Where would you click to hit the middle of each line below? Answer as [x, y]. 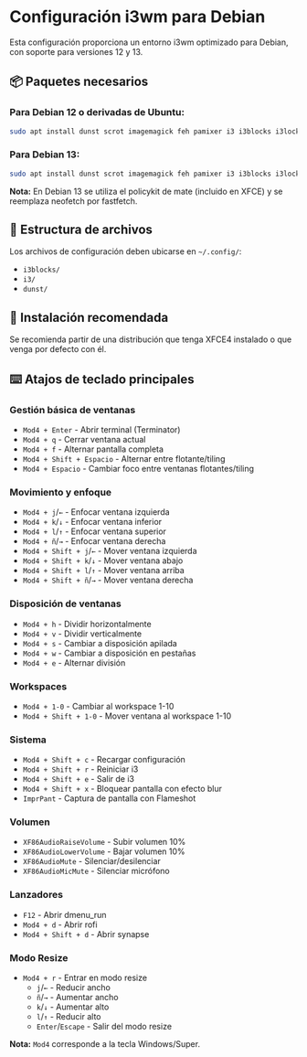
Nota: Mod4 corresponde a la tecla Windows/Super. [105, 1044]
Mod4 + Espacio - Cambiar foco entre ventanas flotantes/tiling [138, 468]
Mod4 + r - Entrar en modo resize [85, 978]
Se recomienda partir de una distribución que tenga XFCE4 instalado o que [151, 339]
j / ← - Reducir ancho [74, 988]
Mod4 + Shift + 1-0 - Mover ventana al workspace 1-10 [127, 716]
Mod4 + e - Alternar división [74, 662]
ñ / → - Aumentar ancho [77, 998]
